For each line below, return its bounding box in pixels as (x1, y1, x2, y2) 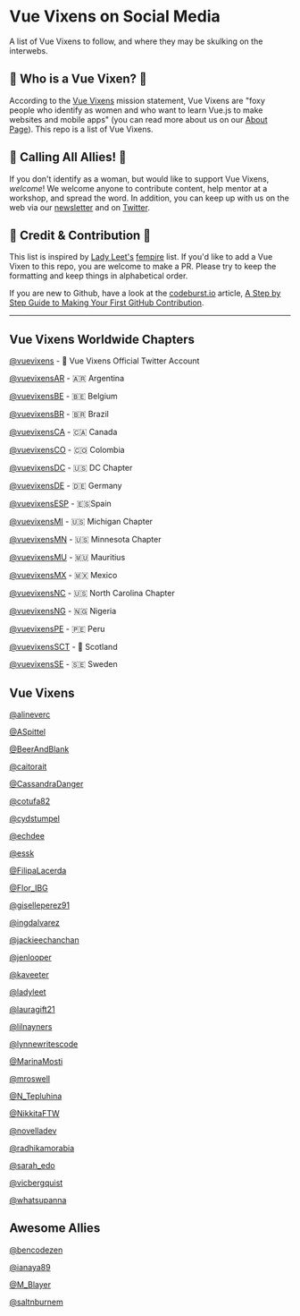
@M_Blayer (9, 1278, 52, 1290)
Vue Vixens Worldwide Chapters (9, 331, 195, 346)
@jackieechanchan (9, 935, 79, 945)
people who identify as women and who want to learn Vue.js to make (9, 105, 263, 115)
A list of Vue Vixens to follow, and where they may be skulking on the (9, 36, 263, 47)
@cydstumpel (9, 813, 61, 824)
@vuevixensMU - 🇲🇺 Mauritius (9, 552, 126, 563)
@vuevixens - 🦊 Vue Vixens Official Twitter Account (9, 355, 200, 366)
